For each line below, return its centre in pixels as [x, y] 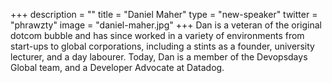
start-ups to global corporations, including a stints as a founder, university [162, 46]
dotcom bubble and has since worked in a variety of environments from [157, 35]
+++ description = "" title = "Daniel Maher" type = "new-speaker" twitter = [164, 14]
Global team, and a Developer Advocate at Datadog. [117, 67]
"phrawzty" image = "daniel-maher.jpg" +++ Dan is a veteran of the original [166, 25]
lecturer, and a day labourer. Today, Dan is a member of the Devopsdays [159, 57]
